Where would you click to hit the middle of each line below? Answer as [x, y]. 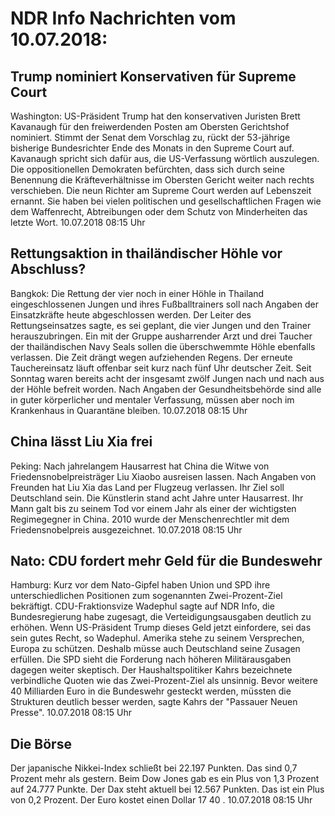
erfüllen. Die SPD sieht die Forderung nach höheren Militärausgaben [151, 659]
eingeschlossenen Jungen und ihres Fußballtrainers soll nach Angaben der [164, 304]
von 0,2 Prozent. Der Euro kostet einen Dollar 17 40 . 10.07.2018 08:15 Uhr [161, 800]
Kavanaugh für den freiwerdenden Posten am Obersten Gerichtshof [150, 126]
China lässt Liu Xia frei [81, 442]
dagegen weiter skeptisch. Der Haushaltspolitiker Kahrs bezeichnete [151, 670]
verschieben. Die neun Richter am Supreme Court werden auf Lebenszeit [161, 190]
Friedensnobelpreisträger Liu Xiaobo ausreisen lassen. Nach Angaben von [163, 476]
